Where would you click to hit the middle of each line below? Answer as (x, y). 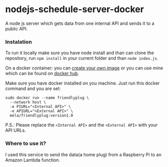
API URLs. (16, 131)
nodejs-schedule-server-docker (75, 9)
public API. (16, 28)
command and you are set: (33, 89)
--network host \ (28, 102)
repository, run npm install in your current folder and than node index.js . (82, 58)
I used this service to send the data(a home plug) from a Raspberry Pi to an (83, 154)
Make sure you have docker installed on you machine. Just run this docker (82, 83)
